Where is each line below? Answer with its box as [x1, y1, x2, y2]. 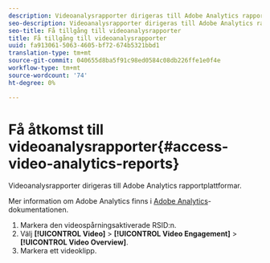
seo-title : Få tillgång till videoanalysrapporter [8, 26, 182, 34]
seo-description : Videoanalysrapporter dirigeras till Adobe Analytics [8, 19, 253, 27]
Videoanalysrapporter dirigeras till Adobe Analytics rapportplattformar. [8, 181, 243, 191]
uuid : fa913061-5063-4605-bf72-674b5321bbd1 [8, 42, 160, 50]
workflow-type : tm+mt [8, 64, 81, 72]
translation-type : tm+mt [8, 49, 92, 57]
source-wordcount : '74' [8, 71, 88, 79]
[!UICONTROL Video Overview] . [19, 237, 129, 247]
